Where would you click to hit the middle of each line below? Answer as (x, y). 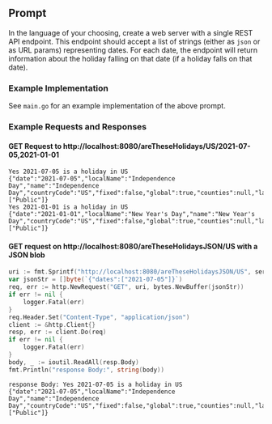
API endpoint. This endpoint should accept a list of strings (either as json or (134, 41)
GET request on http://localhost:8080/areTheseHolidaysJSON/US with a (133, 246)
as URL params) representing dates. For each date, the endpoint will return (133, 50)
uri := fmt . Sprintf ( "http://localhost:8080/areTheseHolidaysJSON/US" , (130, 272)
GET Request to (35, 146)
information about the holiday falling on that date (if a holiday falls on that (130, 58)
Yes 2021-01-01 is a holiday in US (68, 207)
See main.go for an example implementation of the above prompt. (117, 106)
